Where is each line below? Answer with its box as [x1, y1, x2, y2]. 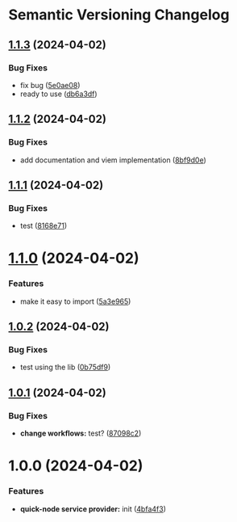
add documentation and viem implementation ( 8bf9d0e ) [19, 155, 207, 165]
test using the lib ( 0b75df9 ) [19, 362, 111, 373]
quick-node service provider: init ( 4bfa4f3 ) [19, 503, 167, 514]
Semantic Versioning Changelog [8, 6, 230, 24]
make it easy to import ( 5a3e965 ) [19, 297, 131, 306]
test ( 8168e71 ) [19, 221, 68, 231]
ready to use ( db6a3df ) [19, 89, 98, 99]
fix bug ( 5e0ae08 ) [19, 80, 81, 90]
